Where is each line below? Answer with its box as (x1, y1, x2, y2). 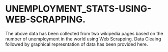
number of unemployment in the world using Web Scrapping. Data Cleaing (5, 36, 161, 42)
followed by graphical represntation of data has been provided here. (5, 41, 148, 47)
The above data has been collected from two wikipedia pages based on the (5, 30, 164, 36)
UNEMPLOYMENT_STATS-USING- (5, 3, 152, 15)
